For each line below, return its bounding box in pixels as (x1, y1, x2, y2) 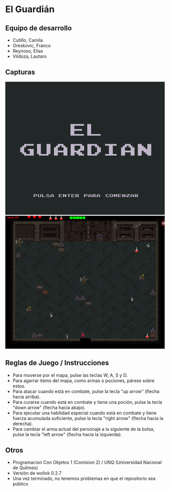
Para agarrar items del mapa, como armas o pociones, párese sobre (12, 377, 155, 384)
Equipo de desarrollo (5, 24, 72, 32)
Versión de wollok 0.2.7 (12, 470, 62, 476)
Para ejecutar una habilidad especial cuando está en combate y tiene (12, 409, 157, 416)
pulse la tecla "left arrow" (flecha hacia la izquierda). (12, 431, 122, 437)
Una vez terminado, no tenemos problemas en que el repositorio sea (12, 475, 156, 482)
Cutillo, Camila (12, 37, 43, 43)
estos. (12, 383, 26, 389)
